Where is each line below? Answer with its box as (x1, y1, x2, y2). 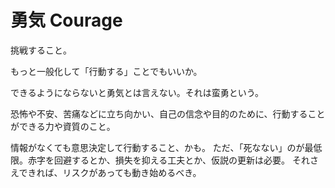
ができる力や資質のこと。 (10, 120, 116, 132)
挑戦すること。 (10, 44, 72, 56)
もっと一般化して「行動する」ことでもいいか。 (10, 65, 203, 77)
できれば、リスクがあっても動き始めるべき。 (18, 166, 202, 178)
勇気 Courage (10, 9, 123, 32)
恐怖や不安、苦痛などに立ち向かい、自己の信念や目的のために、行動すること (10, 107, 326, 120)
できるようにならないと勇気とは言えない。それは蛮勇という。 (10, 86, 264, 98)
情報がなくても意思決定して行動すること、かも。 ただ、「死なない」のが (10, 141, 305, 153)
